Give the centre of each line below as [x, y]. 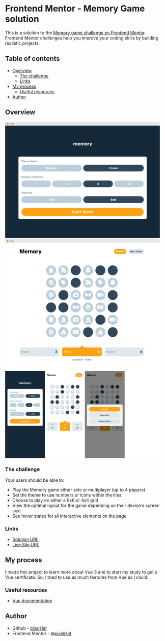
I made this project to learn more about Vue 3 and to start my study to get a [81, 572]
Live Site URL [26, 544]
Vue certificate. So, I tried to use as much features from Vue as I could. [77, 577]
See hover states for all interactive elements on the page [69, 516]
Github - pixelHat [29, 628]
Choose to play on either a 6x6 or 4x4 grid [55, 500]
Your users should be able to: [35, 480]
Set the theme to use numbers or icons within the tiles [67, 495]
